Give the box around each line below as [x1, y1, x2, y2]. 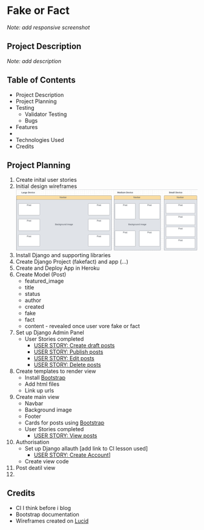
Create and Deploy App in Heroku [15, 264, 100, 272]
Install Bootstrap [24, 374, 66, 381]
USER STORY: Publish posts [33, 348, 104, 355]
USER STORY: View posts [33, 432, 97, 439]
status [24, 290, 41, 297]
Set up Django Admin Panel [15, 329, 84, 336]
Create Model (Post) [15, 270, 67, 278]
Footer [24, 412, 41, 420]
